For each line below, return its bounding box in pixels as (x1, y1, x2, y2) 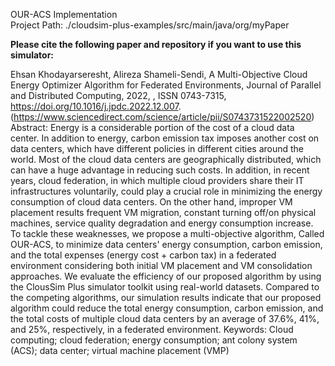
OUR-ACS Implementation (10, 9, 118, 20)
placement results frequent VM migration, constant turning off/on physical (10, 207, 317, 218)
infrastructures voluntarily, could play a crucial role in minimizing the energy (10, 185, 323, 197)
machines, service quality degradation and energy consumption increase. (10, 217, 314, 229)
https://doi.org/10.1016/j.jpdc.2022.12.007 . (10, 100, 182, 112)
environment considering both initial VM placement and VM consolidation (10, 260, 313, 271)
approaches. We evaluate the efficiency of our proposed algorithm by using (10, 270, 322, 282)
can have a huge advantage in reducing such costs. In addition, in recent (10, 164, 310, 176)
